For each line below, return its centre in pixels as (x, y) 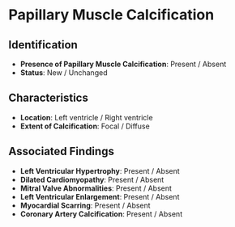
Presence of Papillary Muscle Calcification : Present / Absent (123, 64)
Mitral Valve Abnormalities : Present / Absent (96, 188)
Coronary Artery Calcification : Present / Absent (101, 214)
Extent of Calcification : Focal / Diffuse (85, 126)
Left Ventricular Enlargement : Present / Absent (100, 196)
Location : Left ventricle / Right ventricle (86, 117)
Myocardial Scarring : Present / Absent (85, 205)
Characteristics (49, 98)
